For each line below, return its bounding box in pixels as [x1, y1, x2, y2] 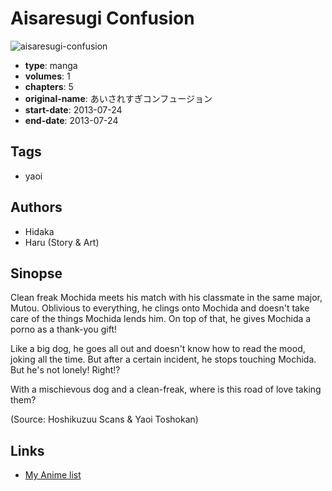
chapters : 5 [24, 80, 74, 92]
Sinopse [10, 265, 63, 282]
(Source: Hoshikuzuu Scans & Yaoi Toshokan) [10, 413, 199, 426]
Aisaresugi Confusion [10, 7, 195, 30]
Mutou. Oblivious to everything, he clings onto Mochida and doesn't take [10, 302, 310, 314]
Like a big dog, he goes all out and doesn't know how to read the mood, [10, 343, 306, 355]
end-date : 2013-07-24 [24, 114, 119, 126]
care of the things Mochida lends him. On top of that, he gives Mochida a [10, 313, 312, 325]
